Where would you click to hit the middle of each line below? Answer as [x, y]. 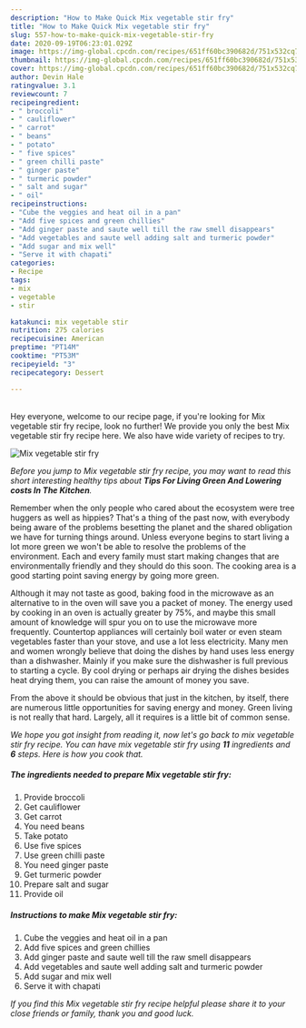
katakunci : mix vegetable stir [69, 322]
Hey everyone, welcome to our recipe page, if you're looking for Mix [138, 416]
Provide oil [44, 894]
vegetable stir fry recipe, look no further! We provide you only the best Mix [150, 426]
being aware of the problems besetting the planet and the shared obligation [152, 527]
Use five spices [52, 846]
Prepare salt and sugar [66, 884]
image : [23, 52]
